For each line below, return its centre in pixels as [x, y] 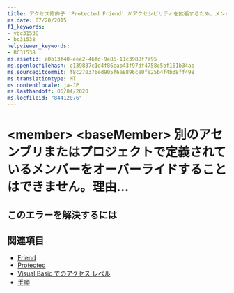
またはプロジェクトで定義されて [135, 152]
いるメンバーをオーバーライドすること [117, 170]
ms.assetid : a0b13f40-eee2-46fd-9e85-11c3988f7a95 [82, 59]
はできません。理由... [68, 187]
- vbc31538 [23, 33]
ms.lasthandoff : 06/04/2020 [48, 91]
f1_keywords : [26, 27]
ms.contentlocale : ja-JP [43, 85]
